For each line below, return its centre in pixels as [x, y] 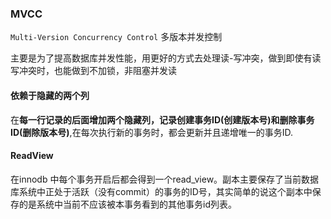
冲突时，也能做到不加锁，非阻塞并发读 [97, 71]
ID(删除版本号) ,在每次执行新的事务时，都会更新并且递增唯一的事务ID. [151, 132]
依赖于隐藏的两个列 [50, 95]
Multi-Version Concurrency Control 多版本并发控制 [116, 37]
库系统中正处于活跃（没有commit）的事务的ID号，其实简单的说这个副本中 [161, 191]
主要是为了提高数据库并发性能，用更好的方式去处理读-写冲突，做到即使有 [161, 58]
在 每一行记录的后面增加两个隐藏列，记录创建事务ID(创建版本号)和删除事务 [162, 119]
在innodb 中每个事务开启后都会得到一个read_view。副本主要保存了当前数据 [165, 179]
